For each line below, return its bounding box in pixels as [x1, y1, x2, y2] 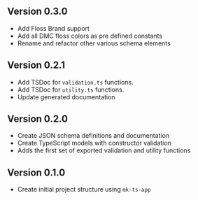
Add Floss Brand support [17, 24, 90, 32]
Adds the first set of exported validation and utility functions [17, 146, 191, 155]
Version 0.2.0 [7, 113, 69, 125]
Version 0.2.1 [7, 59, 65, 71]
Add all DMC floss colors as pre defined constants [17, 31, 163, 40]
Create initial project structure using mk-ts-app [17, 185, 151, 194]
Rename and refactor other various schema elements [17, 38, 171, 48]
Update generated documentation [17, 92, 115, 101]
